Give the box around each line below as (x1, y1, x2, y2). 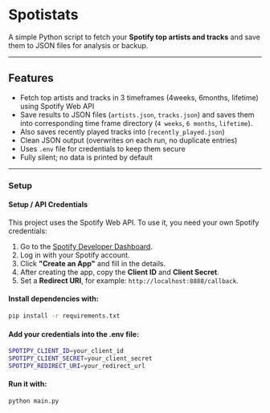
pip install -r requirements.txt (8, 312, 121, 320)
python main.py (8, 397, 59, 405)
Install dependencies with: (8, 294, 99, 304)
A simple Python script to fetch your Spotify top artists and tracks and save (8, 32, 261, 42)
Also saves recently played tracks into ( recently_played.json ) (19, 127, 225, 136)
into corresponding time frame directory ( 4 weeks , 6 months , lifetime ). (19, 118, 253, 128)
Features (8, 71, 54, 85)
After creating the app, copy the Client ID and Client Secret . (19, 267, 219, 277)
